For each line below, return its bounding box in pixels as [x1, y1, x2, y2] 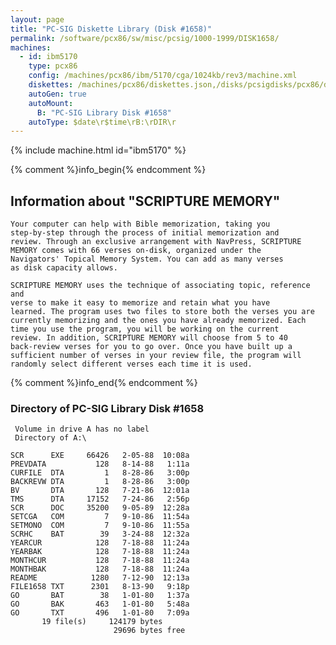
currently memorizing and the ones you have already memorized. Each [10, 316, 307, 326]
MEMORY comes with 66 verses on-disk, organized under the [10, 246, 262, 256]
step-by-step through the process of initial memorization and [10, 228, 280, 238]
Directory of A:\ [14, 433, 87, 443]
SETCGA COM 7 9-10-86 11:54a [10, 512, 190, 522]
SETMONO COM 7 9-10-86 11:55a [10, 521, 190, 531]
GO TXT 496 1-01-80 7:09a [10, 608, 190, 618]
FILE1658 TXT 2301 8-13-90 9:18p [10, 582, 190, 592]
